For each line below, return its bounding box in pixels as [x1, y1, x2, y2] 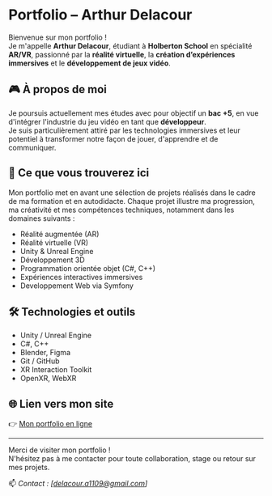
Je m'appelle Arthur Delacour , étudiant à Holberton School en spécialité [8, 40, 253, 50]
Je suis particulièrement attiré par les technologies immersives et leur [8, 125, 241, 135]
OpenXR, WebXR [19, 374, 77, 384]
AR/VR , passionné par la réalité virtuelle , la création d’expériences [8, 49, 236, 59]
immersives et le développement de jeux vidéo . [8, 58, 172, 68]
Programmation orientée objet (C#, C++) [19, 263, 156, 273]
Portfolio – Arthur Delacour [8, 6, 193, 24]
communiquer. [8, 142, 57, 152]
